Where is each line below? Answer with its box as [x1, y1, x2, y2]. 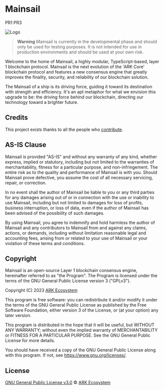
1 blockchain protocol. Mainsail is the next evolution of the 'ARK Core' [5, 64, 145, 70]
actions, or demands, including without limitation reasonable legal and [5, 230, 146, 236]
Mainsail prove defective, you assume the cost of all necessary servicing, [5, 174, 153, 180]
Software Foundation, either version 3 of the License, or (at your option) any [5, 307, 159, 313]
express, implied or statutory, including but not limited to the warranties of [5, 159, 154, 165]
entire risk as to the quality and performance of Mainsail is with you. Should [5, 169, 158, 175]
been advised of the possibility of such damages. [5, 210, 105, 216]
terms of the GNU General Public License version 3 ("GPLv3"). [5, 278, 131, 284]
